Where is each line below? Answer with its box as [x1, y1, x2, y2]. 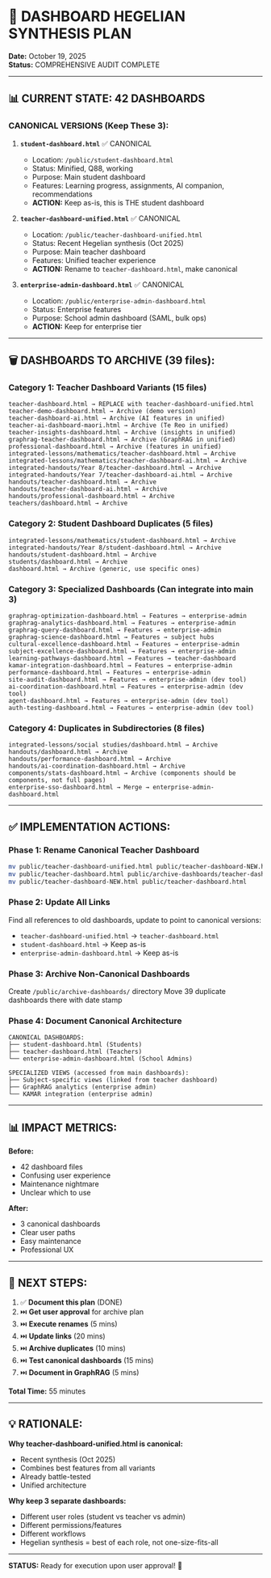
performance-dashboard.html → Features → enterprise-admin [8, 668, 211, 676]
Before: [8, 1146, 34, 1156]
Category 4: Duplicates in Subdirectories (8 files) [8, 722, 205, 734]
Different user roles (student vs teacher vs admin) [19, 1512, 186, 1521]
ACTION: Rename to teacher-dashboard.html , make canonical [31, 264, 238, 273]
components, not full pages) [8, 776, 106, 785]
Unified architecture [19, 1480, 87, 1490]
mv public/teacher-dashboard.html [8, 869, 125, 878]
